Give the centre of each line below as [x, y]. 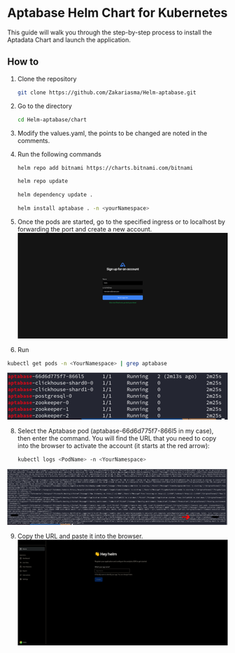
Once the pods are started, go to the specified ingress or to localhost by [121, 222]
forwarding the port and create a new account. [85, 229]
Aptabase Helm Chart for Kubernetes [117, 13]
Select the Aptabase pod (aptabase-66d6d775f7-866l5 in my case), [115, 431]
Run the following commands [59, 154]
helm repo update [43, 181]
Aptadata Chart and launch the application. [69, 39]
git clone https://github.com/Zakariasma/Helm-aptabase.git [107, 93]
